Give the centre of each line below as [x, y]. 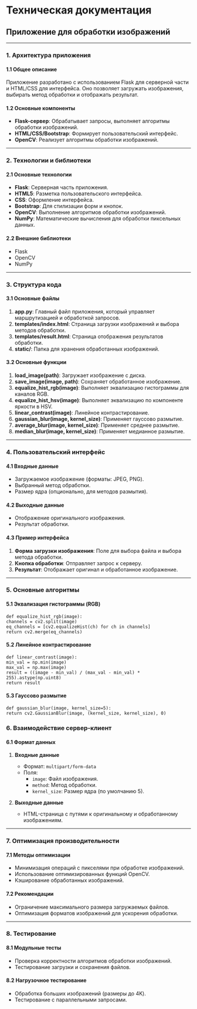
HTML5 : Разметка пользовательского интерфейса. [78, 193]
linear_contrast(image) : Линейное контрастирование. [82, 412]
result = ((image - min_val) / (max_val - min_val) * [73, 672]
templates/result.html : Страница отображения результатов [89, 336]
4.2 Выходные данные [35, 505]
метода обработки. [39, 557]
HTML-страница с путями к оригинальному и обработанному [101, 814]
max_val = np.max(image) [36, 667]
